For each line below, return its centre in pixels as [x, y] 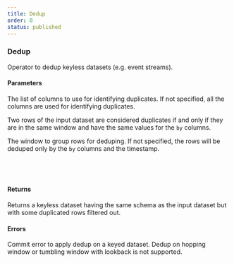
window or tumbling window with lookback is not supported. [95, 252]
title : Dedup [26, 14]
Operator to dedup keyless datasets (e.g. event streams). [90, 67]
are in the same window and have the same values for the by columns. [109, 127]
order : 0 [20, 20]
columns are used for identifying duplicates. [71, 106]
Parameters [25, 83]
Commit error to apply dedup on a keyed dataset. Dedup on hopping [106, 245]
